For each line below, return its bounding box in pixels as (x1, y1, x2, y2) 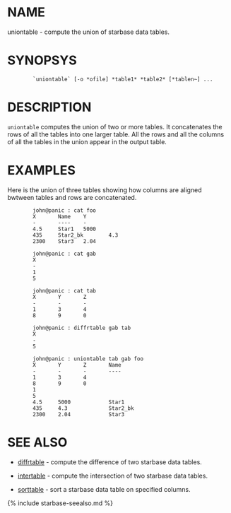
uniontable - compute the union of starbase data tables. (7, 28, 170, 36)
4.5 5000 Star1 (32, 399, 125, 406)
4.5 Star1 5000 (32, 225, 97, 232)
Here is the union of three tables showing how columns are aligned (7, 185, 202, 194)
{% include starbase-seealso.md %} (7, 499, 114, 507)
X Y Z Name (32, 361, 122, 368)
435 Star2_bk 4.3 (32, 231, 119, 239)
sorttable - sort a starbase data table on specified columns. (17, 485, 191, 493)
